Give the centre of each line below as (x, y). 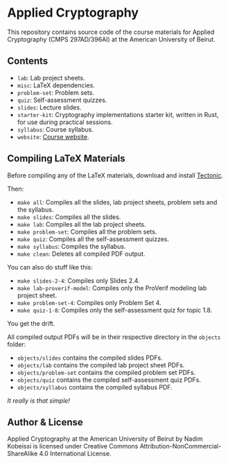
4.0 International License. (76, 454)
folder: (17, 344)
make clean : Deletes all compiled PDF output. (81, 254)
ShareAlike (23, 454)
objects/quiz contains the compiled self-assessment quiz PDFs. (109, 380)
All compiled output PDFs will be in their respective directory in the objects (114, 337)
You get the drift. (31, 323)
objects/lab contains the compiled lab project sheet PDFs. (101, 365)
